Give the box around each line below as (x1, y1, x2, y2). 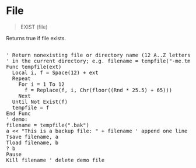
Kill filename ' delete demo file (6, 156, 105, 163)
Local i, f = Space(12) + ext (12, 69, 99, 76)
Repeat (12, 75, 31, 82)
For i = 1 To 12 (18, 80, 65, 87)
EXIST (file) (20, 23, 48, 30)
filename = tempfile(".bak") (6, 121, 89, 128)
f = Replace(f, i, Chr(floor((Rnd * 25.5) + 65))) (24, 86, 173, 93)
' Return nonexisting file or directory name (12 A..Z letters (6, 51, 191, 58)
